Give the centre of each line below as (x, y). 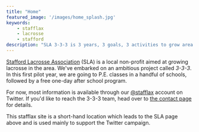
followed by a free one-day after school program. (66, 80)
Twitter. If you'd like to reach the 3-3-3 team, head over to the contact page (99, 98)
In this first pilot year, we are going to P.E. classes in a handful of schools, (97, 74)
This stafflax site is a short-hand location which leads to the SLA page (92, 116)
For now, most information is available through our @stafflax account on (94, 92)
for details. (19, 105)
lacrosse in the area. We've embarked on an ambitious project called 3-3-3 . (99, 68)
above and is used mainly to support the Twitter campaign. (78, 122)
